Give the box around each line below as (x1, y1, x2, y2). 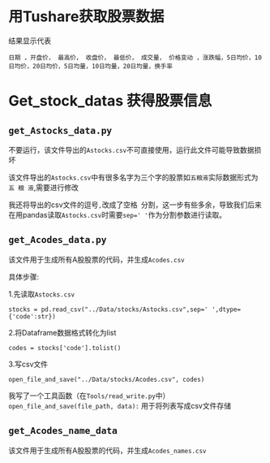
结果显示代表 (8, 36, 51, 45)
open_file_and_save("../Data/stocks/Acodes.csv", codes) (8, 375, 205, 383)
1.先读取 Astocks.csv (8, 289, 75, 299)
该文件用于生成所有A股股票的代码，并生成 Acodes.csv (8, 254, 185, 264)
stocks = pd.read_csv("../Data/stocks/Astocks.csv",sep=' (8, 305, 208, 314)
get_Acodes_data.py (8, 234, 107, 246)
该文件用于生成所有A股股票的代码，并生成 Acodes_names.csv (8, 445, 207, 455)
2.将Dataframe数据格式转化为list (8, 327, 117, 337)
